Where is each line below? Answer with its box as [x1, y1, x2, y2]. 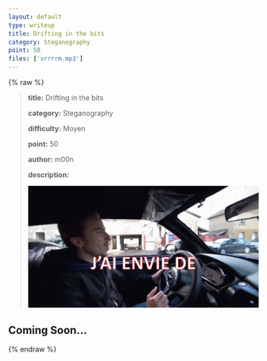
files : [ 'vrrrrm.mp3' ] [8, 55, 83, 63]
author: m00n [27, 155, 74, 164]
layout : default [8, 13, 62, 21]
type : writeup [8, 21, 56, 29]
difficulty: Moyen [27, 124, 86, 133]
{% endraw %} [8, 344, 57, 354]
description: [27, 170, 70, 179]
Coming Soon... [8, 323, 87, 337]
